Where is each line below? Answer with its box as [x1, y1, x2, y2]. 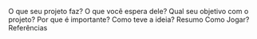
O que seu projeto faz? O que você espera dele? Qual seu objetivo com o [8, 7, 249, 16]
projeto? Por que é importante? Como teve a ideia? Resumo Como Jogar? [8, 15, 250, 24]
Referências [8, 23, 48, 32]
